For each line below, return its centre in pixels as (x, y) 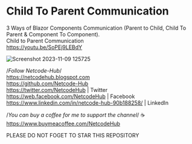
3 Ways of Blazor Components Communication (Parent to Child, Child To (96, 28)
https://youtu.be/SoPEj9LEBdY (44, 47)
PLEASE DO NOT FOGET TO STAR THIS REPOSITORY (73, 135)
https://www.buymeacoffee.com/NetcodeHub (63, 123)
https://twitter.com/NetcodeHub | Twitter (57, 90)
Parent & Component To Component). (53, 34)
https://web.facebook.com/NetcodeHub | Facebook (71, 96)
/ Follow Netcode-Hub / (34, 70)
